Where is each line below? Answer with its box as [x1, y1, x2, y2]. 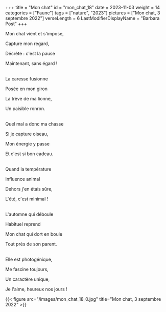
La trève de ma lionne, [5, 96, 52, 101]
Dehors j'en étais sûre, [5, 186, 53, 192]
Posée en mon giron [5, 86, 48, 92]
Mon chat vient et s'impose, [5, 31, 64, 36]
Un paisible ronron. [5, 106, 45, 112]
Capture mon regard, [5, 40, 50, 47]
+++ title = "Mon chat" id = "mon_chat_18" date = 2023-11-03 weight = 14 [5, 5, 160, 10]
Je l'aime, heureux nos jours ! [5, 286, 67, 292]
